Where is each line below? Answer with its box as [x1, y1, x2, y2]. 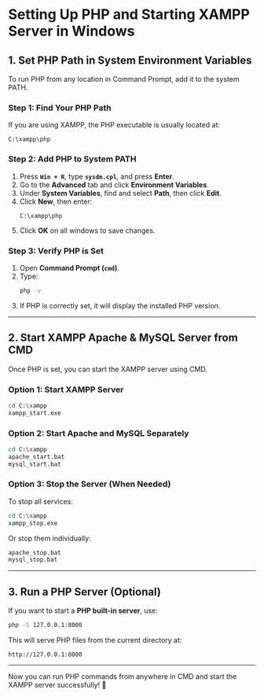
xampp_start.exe [8, 409, 61, 417]
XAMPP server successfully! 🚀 [8, 680, 107, 690]
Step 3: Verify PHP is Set [8, 245, 104, 256]
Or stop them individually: [8, 533, 92, 543]
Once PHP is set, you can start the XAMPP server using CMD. [8, 364, 208, 374]
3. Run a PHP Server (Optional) [8, 585, 161, 599]
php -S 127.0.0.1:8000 [8, 621, 82, 629]
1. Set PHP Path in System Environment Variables [8, 53, 253, 67]
